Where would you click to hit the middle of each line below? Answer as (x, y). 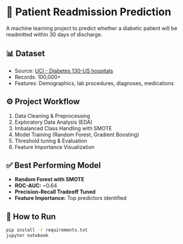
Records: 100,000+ (38, 77)
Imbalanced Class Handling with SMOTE (63, 128)
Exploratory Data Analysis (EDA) (53, 122)
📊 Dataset (26, 54)
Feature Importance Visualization (55, 147)
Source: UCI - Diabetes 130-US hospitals (64, 70)
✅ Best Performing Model (54, 165)
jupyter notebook (27, 236)
